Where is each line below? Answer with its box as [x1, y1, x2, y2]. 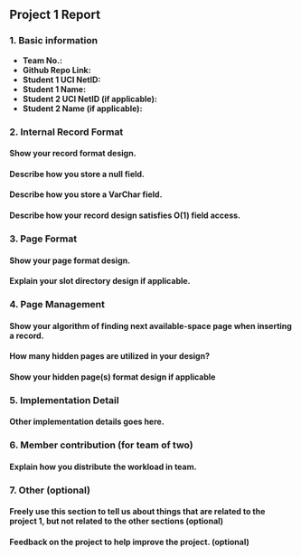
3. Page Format [9, 232, 78, 245]
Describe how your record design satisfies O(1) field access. [9, 210, 241, 221]
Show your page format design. [9, 255, 131, 266]
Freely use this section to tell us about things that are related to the [9, 506, 266, 517]
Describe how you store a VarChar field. [9, 189, 163, 200]
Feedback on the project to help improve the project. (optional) [9, 536, 250, 547]
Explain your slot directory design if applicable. [9, 276, 192, 287]
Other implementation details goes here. [9, 416, 165, 428]
